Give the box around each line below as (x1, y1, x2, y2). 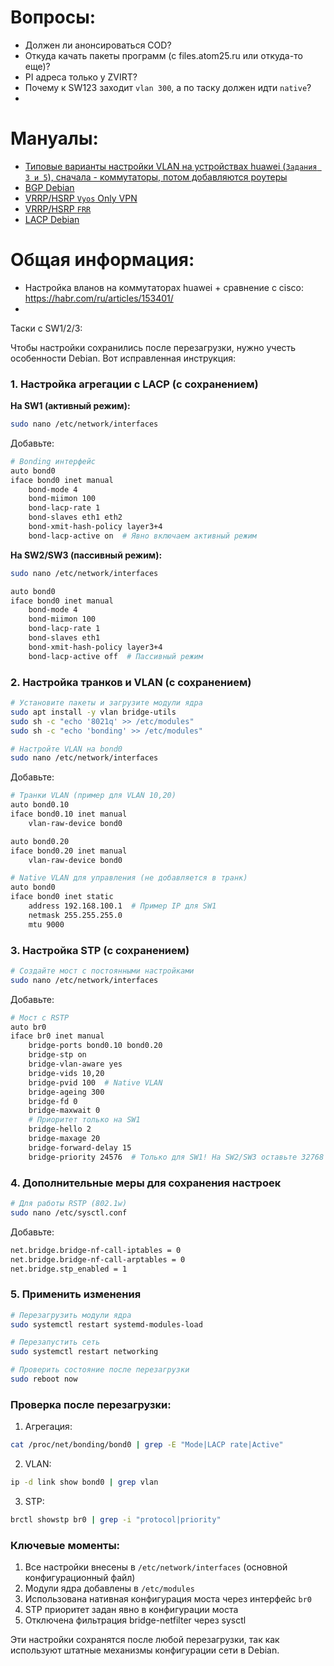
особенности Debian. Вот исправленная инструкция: (10, 352, 237, 364)
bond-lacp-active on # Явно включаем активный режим (28, 531, 257, 541)
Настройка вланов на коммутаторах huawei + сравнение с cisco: (24, 281, 305, 293)
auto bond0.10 (10, 800, 70, 810)
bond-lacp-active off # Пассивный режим (28, 651, 203, 661)
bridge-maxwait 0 (28, 1106, 101, 1116)
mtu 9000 (28, 919, 65, 930)
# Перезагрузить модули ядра (10, 1310, 132, 1320)
